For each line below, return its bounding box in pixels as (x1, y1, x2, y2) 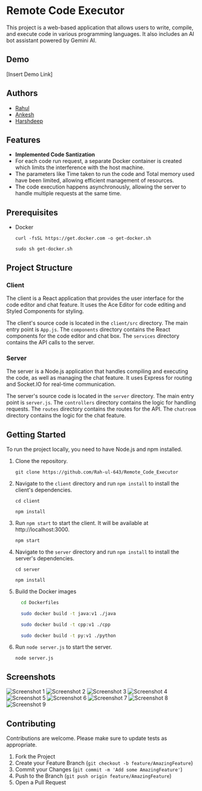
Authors (6, 88, 38, 99)
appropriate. (6, 741, 38, 748)
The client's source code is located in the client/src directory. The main (6, 319, 188, 326)
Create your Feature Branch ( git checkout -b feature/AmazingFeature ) (15, 759, 194, 767)
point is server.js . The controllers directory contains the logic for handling (6, 399, 196, 406)
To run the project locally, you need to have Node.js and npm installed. (6, 445, 183, 453)
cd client (15, 498, 41, 504)
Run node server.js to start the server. (15, 643, 112, 651)
